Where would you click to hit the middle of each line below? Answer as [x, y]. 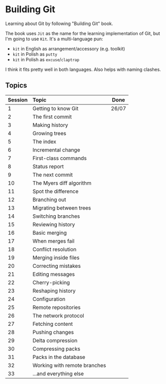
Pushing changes [53, 332]
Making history [51, 125]
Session [18, 99]
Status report [48, 166]
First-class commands [60, 158]
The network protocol [58, 316]
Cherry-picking [51, 283]
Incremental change [56, 150]
